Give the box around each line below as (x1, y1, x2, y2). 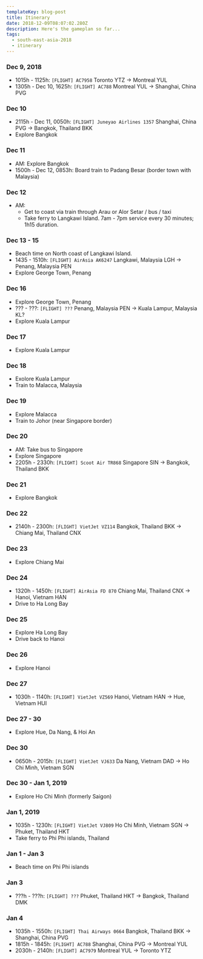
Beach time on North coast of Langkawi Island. (15, 250, 132, 257)
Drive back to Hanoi (15, 635, 65, 643)
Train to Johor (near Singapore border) (15, 417, 112, 424)
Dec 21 (6, 480, 27, 488)
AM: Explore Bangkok (15, 160, 69, 167)
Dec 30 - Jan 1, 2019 (6, 779, 68, 788)
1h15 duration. (24, 221, 59, 228)
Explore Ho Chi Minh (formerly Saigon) (15, 792, 112, 800)
